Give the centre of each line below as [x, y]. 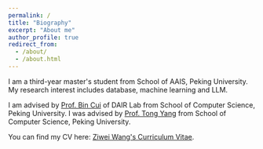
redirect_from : [33, 45]
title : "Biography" [40, 23]
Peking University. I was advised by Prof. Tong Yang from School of [117, 113]
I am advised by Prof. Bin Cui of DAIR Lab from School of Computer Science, [132, 105]
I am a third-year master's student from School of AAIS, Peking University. [128, 81]
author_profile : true [44, 37]
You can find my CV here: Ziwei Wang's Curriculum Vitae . [101, 136]
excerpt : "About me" [42, 30]
